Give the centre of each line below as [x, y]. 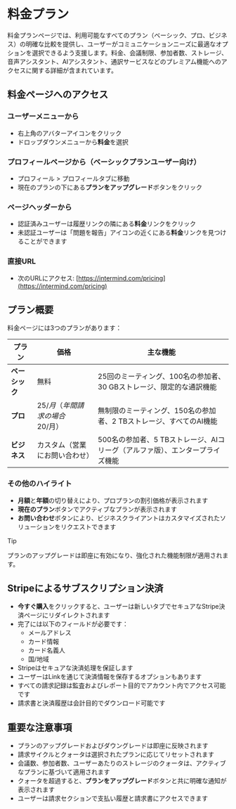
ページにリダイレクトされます [67, 615]
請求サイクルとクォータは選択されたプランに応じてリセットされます [116, 755]
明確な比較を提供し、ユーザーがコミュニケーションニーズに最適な [121, 44]
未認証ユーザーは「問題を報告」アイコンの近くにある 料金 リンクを [113, 233]
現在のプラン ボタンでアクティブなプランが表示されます [97, 509]
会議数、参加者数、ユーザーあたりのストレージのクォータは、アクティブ [122, 763]
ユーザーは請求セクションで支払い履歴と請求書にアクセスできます [113, 798]
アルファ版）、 [149, 451]
